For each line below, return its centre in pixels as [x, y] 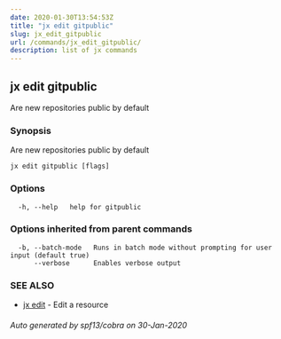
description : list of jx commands [74, 51]
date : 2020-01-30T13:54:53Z [62, 17]
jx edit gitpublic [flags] [60, 166]
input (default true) [50, 255]
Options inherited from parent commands [101, 229]
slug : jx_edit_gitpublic [56, 34]
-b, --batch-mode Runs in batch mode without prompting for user [145, 248]
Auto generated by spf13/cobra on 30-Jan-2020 [99, 325]
